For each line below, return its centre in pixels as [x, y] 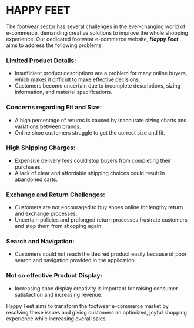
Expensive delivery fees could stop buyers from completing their [93, 160]
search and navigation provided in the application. [75, 260]
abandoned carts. [36, 179]
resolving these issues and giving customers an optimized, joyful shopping [96, 312]
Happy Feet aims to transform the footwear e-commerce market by [87, 306]
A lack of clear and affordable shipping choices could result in [90, 173]
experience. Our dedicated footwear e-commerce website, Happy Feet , [93, 39]
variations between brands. [48, 126]
